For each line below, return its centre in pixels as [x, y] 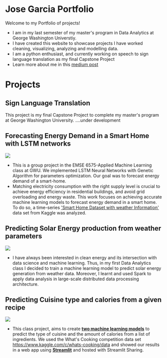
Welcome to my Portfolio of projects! [43, 23]
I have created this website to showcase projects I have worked [78, 43]
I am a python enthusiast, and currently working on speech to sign [80, 54]
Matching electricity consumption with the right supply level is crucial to [86, 186]
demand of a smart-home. [39, 181]
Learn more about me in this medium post [55, 64]
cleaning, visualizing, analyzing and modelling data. [65, 48]
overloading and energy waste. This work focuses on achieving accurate [87, 197]
